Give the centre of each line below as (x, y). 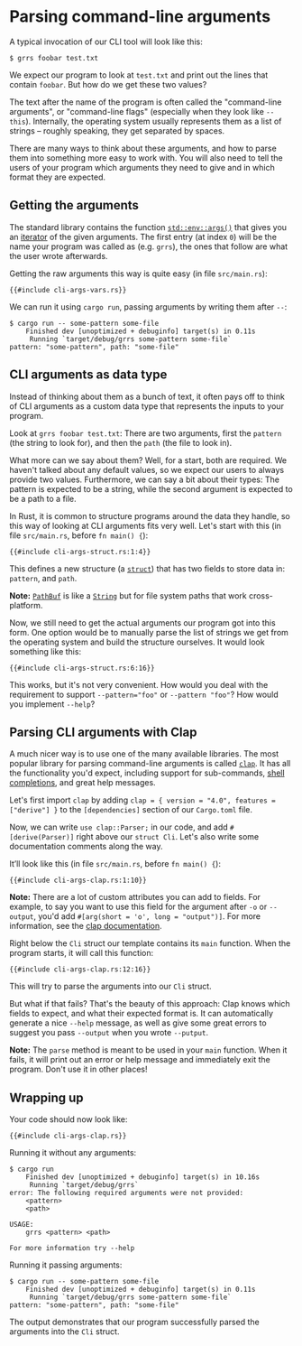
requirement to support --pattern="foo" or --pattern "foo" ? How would (144, 694)
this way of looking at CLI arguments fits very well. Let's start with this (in (146, 525)
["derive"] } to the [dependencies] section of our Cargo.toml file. (131, 810)
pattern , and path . (43, 578)
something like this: (46, 651)
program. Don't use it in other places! (78, 1069)
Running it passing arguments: (66, 1265)
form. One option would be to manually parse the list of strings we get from (149, 632)
